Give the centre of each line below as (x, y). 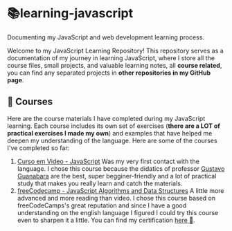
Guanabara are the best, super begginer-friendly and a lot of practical (117, 176)
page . (16, 80)
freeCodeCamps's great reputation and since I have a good (102, 205)
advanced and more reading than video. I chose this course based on (116, 198)
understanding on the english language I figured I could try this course (118, 212)
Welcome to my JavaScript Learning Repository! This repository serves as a (115, 50)
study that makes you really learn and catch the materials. (100, 183)
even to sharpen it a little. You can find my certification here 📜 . (106, 220)
